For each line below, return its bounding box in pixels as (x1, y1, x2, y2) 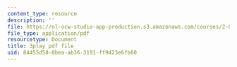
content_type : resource (7, 10, 78, 17)
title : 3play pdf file (7, 43, 74, 50)
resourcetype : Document (7, 36, 78, 43)
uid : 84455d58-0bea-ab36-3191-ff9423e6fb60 (7, 50, 138, 57)
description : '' (7, 17, 55, 24)
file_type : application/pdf (7, 29, 90, 37)
